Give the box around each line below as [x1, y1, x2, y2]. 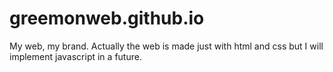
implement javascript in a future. [9, 50, 142, 62]
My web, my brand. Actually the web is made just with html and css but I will [9, 40, 324, 52]
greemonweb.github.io [9, 7, 205, 30]
